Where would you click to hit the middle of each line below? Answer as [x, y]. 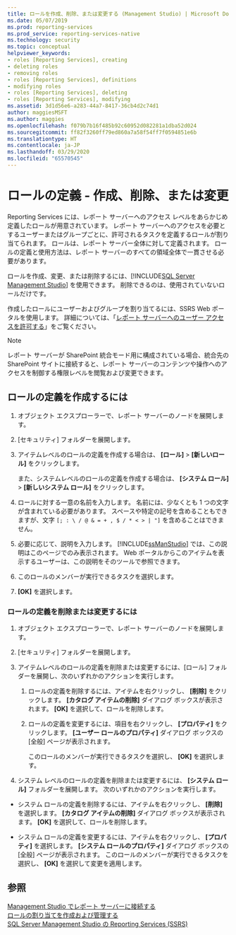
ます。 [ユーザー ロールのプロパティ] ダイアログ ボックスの [138, 732]
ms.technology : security [44, 40]
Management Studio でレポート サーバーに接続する [82, 906]
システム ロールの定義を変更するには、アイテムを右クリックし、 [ [113, 837]
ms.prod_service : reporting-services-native [74, 34]
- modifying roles [34, 86]
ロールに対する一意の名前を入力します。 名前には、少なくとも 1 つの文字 [123, 502]
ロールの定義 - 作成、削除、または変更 [118, 196]
